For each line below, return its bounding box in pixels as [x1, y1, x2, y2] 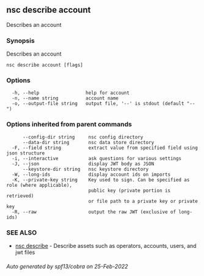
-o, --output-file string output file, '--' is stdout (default [12, 101, 184, 107]
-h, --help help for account [12, 90, 130, 96]
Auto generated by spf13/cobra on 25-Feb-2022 [6, 263, 128, 270]
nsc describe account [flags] [6, 62, 84, 68]
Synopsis [6, 36, 35, 45]
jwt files [15, 249, 35, 256]
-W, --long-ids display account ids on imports [12, 171, 171, 178]
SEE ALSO [6, 228, 37, 237]
